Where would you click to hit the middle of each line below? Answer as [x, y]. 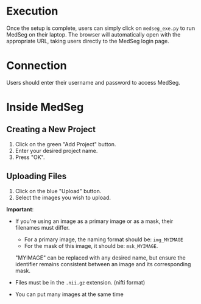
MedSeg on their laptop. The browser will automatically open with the [93, 34]
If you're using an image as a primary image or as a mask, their [94, 221]
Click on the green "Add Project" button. [65, 144]
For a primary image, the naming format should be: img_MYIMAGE [104, 239]
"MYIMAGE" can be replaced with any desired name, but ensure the [100, 258]
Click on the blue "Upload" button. [58, 191]
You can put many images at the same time [69, 294]
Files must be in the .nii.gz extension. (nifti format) [80, 282]
